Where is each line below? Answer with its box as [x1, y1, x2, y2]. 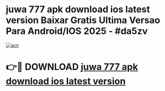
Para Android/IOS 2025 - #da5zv [6, 26, 148, 37]
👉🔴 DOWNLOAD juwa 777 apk [6, 61, 138, 73]
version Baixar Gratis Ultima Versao [6, 14, 160, 26]
